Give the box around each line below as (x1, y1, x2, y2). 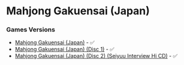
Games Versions (6, 26, 56, 34)
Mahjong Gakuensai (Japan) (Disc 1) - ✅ (14, 46, 115, 53)
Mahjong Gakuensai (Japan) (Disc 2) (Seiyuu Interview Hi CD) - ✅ (14, 52, 178, 60)
